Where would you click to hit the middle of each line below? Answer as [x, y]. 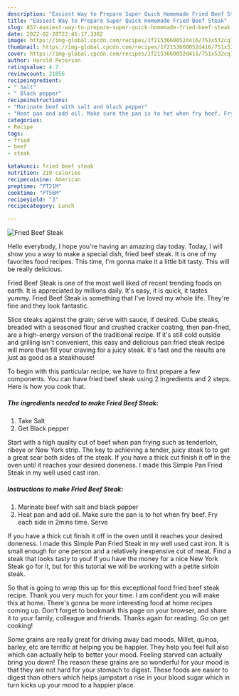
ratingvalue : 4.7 [33, 67]
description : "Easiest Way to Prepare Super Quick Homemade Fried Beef [116, 14]
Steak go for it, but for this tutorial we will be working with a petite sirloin [113, 566]
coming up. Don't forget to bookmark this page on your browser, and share [117, 610]
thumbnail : [23, 47]
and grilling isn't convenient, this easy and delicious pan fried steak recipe [116, 343]
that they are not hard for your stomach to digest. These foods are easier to [118, 670]
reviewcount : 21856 [36, 74]
